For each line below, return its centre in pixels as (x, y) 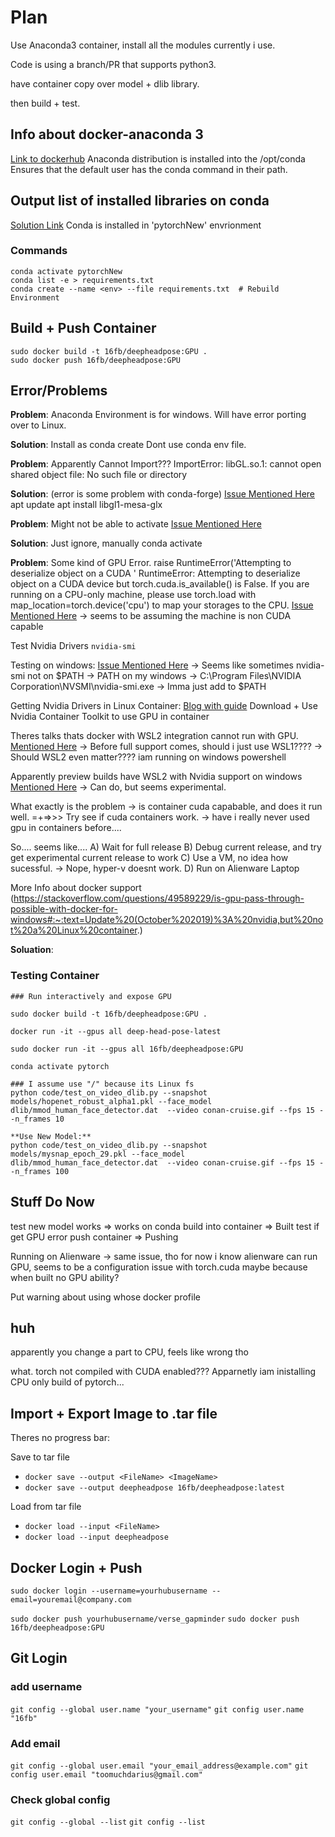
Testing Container (55, 976)
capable (27, 627)
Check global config (60, 1799)
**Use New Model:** (51, 1136)
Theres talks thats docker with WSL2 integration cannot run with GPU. (154, 736)
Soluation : (32, 950)
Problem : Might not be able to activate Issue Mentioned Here (136, 524)
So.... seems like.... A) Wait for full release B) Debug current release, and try (166, 847)
